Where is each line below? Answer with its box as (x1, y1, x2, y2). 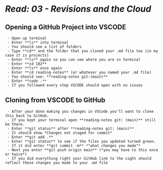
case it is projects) (5, 53, 49, 58)
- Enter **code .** (7, 79, 47, 84)
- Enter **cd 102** (7, 62, 47, 66)
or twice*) (5, 151, 27, 157)
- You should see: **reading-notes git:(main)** (7, 74, 108, 79)
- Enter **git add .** (7, 134, 54, 140)
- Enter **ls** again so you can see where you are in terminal (7, 57, 141, 62)
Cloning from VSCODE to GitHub (5, 96, 106, 105)
